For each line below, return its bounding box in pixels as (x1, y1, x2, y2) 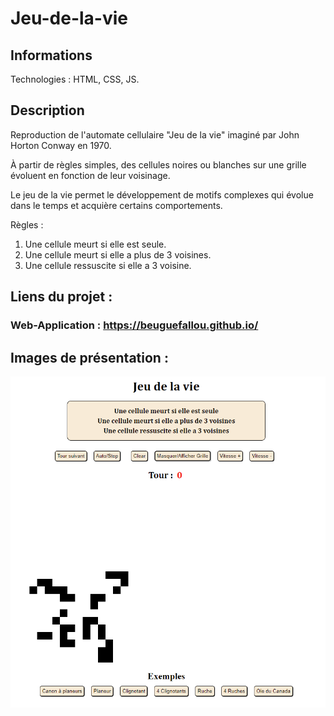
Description (10, 102, 85, 119)
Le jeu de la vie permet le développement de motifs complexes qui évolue (10, 188, 314, 201)
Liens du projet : (10, 288, 113, 306)
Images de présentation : (10, 349, 169, 366)
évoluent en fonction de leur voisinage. (10, 169, 171, 181)
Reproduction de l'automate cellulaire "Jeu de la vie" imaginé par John (10, 128, 300, 141)
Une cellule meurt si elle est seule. (24, 238, 167, 250)
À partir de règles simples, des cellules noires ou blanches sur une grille (10, 158, 307, 171)
